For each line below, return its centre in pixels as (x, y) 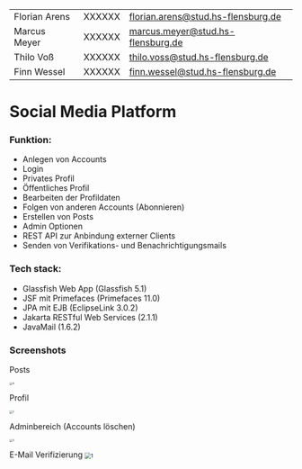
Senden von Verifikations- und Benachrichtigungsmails (124, 246)
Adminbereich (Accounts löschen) (73, 426)
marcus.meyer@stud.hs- (182, 31)
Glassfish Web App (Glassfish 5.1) (84, 288)
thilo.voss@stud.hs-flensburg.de (199, 57)
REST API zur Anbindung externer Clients (99, 236)
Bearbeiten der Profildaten (71, 198)
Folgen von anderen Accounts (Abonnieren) (103, 207)
